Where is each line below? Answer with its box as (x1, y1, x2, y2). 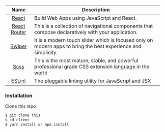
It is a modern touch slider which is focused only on (34, 37, 153, 43)
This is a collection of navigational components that (34, 23, 153, 29)
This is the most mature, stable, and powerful (34, 57, 138, 64)
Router (10, 29, 27, 35)
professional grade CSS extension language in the (34, 64, 150, 70)
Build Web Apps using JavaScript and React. (34, 15, 137, 21)
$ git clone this (5, 113, 41, 118)
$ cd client (5, 118, 29, 123)
